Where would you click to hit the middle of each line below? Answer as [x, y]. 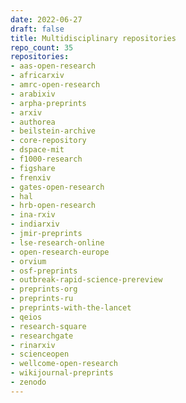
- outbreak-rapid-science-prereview [86, 280]
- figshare [33, 168]
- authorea [33, 122]
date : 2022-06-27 [46, 19]
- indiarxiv [35, 224]
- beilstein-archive [53, 131]
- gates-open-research [57, 187]
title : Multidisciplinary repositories [93, 38]
